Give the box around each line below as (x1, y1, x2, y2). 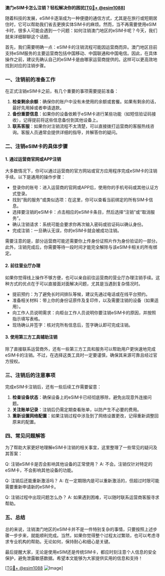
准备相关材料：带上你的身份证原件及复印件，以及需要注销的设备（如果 (12, 297, 155, 303)
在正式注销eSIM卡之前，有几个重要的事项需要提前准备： (5, 88, 119, 94)
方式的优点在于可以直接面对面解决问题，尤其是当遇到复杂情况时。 (9, 281, 143, 287)
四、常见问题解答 (5, 433, 46, 440)
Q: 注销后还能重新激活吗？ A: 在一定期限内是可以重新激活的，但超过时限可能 (5, 478, 160, 484)
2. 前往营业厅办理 (5, 263, 41, 269)
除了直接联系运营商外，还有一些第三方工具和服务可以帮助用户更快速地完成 (5, 346, 156, 352)
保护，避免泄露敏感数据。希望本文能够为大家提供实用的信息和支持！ (5, 555, 143, 561)
